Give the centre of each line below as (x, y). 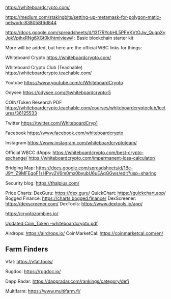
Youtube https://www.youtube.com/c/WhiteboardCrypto (64, 83)
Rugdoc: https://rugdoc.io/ (33, 271)
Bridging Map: (20, 168)
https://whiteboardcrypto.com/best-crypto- (98, 153)
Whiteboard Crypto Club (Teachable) (44, 67)
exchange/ (17, 158)
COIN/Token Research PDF (34, 102)
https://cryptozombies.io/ (32, 214)
